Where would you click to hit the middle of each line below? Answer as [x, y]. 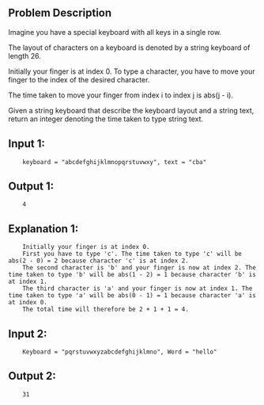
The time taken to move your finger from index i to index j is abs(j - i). [121, 95]
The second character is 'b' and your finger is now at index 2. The [140, 268]
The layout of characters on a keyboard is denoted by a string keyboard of [129, 48]
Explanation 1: [43, 229]
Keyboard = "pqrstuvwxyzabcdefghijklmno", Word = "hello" [120, 352]
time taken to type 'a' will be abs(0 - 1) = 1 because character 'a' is [132, 296]
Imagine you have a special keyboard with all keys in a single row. [115, 32]
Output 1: [31, 187]
